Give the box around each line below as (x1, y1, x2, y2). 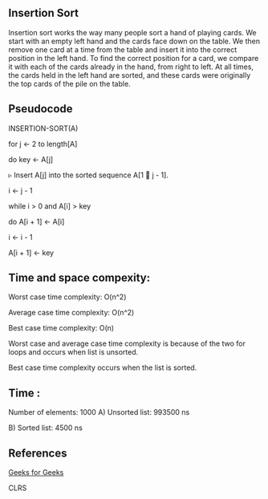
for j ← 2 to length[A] (8, 139, 78, 148)
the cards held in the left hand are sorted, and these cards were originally (8, 70, 251, 79)
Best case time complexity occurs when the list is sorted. (8, 363, 197, 372)
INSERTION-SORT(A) (8, 124, 79, 133)
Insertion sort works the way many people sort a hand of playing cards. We (8, 27, 257, 37)
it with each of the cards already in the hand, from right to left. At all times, (8, 62, 254, 71)
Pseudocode (8, 102, 74, 116)
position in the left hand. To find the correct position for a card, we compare (8, 53, 259, 63)
